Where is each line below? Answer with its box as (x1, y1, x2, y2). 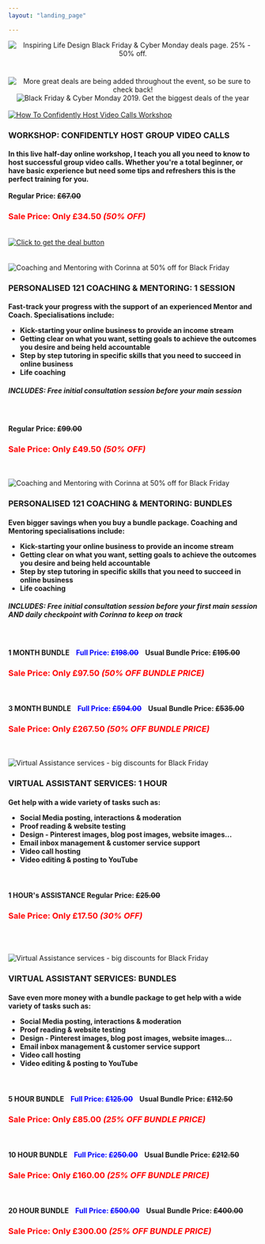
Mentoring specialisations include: (8, 526, 125, 535)
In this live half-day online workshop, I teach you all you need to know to (8, 149, 251, 159)
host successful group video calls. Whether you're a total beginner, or (8, 157, 244, 167)
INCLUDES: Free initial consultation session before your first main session (8, 602, 258, 611)
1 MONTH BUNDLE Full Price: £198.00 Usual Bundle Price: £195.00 (8, 648, 240, 657)
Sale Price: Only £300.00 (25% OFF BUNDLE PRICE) (8, 1225, 212, 1236)
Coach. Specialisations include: (8, 310, 115, 320)
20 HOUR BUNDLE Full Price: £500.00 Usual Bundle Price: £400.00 (8, 1205, 244, 1215)
